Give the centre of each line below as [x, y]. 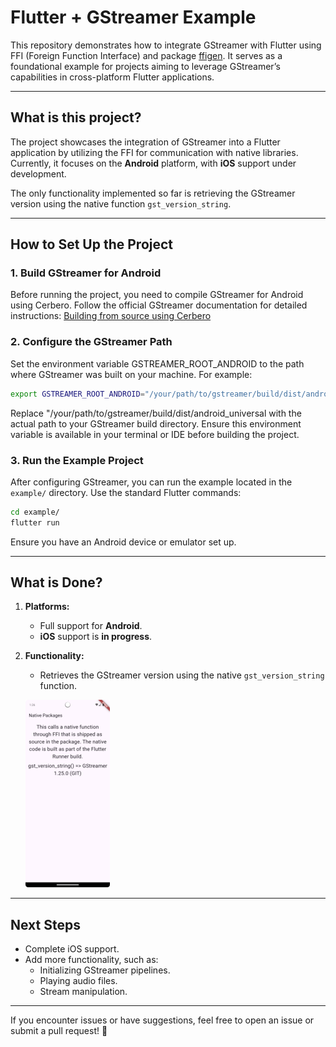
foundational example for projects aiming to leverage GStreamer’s [145, 66]
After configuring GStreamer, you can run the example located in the [151, 482]
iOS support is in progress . [96, 637]
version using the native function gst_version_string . [121, 203]
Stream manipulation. [83, 992]
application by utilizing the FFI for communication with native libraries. [154, 152]
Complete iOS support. [72, 949]
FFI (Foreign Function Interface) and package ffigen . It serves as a [146, 55]
